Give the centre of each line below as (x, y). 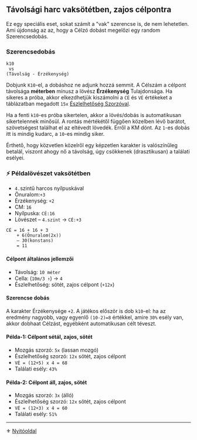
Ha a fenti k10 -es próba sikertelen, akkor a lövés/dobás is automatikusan (94, 115)
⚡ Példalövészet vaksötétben (48, 174)
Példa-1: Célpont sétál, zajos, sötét (49, 337)
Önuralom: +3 (30, 195)
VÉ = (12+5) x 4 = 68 (41, 363)
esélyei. (16, 158)
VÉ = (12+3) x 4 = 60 (41, 408)
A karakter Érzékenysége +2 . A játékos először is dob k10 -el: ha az (86, 311)
